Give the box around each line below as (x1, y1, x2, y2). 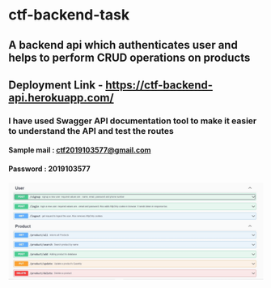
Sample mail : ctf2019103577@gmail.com (8, 145, 151, 155)
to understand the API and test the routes (8, 125, 174, 136)
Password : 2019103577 (8, 164, 91, 174)
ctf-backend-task (8, 6, 130, 24)
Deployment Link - (8, 78, 104, 92)
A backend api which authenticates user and (8, 38, 239, 52)
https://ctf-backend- (104, 78, 213, 92)
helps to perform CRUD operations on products (8, 50, 251, 64)
